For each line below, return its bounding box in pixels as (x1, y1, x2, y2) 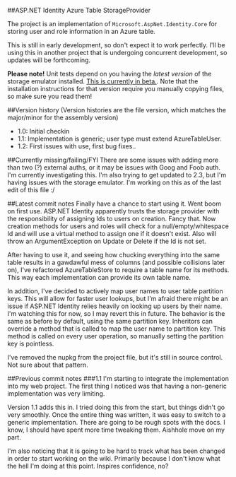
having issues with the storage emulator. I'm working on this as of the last (7, 178, 221, 187)
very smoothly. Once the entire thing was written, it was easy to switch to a (7, 411, 226, 419)
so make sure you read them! (7, 92, 93, 100)
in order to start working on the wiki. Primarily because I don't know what (7, 454, 220, 462)
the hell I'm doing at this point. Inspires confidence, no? (7, 462, 169, 470)
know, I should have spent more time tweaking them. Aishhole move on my (7, 425, 225, 434)
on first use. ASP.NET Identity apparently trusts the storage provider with (7, 207, 220, 215)
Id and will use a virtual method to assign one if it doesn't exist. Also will (7, 230, 217, 237)
